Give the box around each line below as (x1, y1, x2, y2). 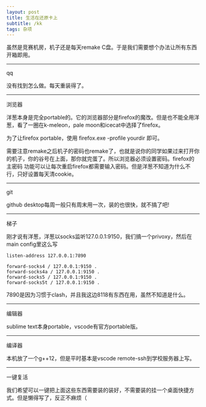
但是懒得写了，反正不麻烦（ (17, 394, 87, 401)
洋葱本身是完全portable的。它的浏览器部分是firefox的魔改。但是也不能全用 (6, 114, 194, 121)
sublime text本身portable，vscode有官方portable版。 (6, 323, 141, 330)
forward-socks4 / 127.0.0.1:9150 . (6, 264, 97, 270)
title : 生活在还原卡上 (6, 15, 58, 21)
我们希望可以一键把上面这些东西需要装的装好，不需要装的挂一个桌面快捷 (6, 387, 189, 394)
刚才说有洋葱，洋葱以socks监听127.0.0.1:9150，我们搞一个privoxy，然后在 (6, 233, 193, 240)
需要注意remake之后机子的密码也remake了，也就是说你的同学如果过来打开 (6, 148, 194, 155)
